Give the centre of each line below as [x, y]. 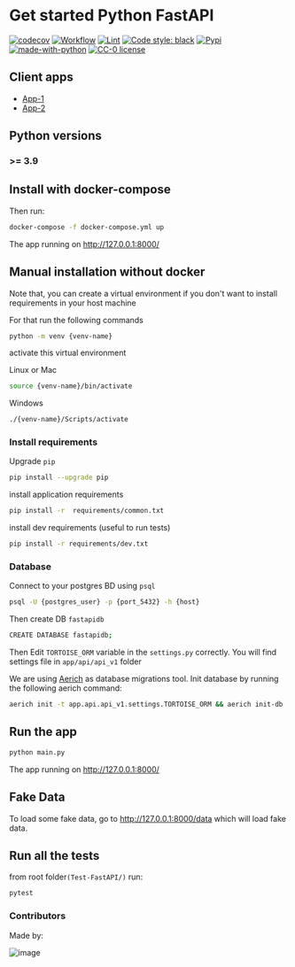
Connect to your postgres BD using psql [82, 586]
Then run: [27, 211]
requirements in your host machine [73, 303]
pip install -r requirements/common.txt [87, 511]
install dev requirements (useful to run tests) [90, 528]
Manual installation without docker [107, 272]
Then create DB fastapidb [57, 619]
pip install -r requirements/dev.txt [79, 544]
